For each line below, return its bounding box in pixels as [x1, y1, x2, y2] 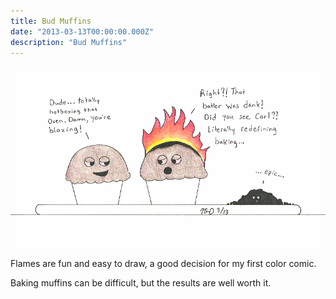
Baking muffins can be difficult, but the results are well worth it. [10, 276, 272, 289]
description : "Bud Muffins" [10, 37, 128, 47]
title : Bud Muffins [10, 16, 92, 26]
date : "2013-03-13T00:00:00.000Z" [10, 26, 155, 37]
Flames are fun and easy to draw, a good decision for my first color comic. [10, 257, 317, 269]
